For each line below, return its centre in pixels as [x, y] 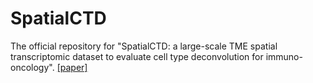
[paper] [72, 67]
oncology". [32, 67]
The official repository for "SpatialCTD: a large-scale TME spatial [144, 46]
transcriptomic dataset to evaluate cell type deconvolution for [137, 56]
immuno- [284, 56]
